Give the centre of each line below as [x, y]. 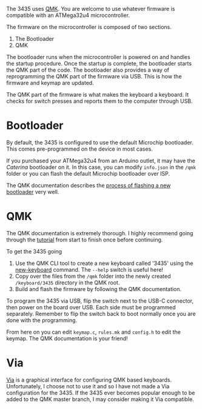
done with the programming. [42, 320]
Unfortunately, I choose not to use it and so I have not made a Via [88, 386]
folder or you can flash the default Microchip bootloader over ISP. [88, 173]
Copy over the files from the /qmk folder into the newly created [93, 276]
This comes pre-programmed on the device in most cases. [79, 149]
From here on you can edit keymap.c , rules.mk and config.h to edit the [93, 332]
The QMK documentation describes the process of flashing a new [89, 185]
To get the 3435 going [34, 251]
